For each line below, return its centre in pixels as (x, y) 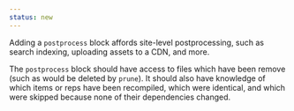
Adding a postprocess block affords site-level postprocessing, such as (137, 42)
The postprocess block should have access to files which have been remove (147, 69)
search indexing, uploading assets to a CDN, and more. (109, 52)
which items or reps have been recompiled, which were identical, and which (147, 87)
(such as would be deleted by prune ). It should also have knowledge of (138, 78)
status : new (31, 17)
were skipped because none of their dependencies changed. (120, 97)
